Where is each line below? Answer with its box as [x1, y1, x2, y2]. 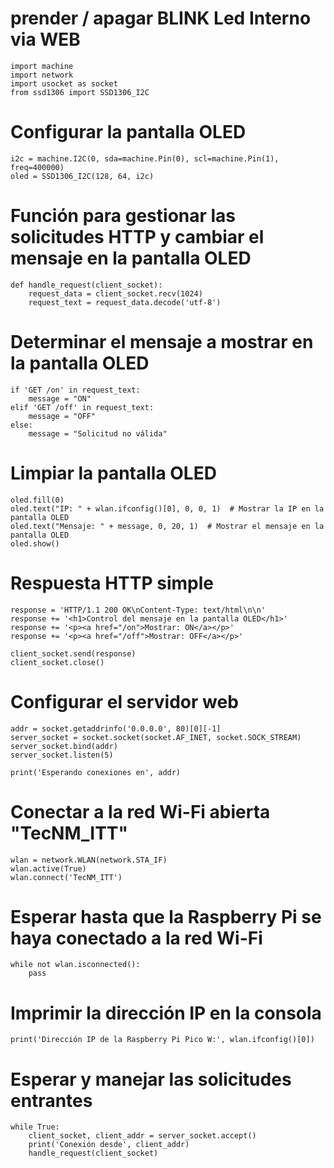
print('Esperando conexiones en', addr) [10, 767, 182, 777]
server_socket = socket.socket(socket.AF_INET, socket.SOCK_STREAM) [10, 732, 302, 742]
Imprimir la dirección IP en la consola [10, 1002, 322, 1024]
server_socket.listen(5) [10, 750, 114, 760]
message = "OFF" [28, 411, 97, 421]
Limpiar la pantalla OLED [10, 462, 217, 484]
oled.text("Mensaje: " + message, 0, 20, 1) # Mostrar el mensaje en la [10, 521, 325, 531]
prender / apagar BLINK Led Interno [10, 7, 312, 30]
